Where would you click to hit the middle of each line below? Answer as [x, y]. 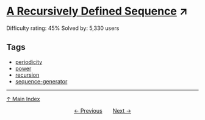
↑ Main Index [23, 99]
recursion [27, 75]
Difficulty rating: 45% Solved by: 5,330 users [63, 28]
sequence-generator [41, 81]
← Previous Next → [103, 110]
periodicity [29, 62]
